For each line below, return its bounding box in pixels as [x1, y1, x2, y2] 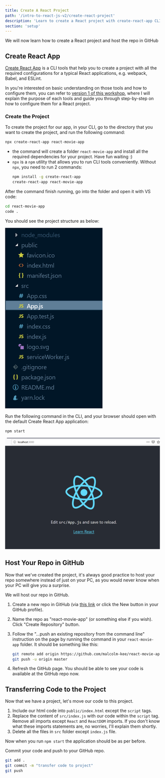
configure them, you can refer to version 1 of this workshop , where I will [5, 90, 150, 96]
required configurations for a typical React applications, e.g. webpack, [5, 70, 147, 76]
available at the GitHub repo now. [12, 671, 80, 677]
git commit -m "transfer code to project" [5, 763, 93, 768]
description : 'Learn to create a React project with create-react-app [5, 18, 153, 23]
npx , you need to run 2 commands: [12, 164, 82, 170]
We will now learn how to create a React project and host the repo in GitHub [5, 37, 159, 44]
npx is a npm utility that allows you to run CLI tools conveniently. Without [12, 159, 156, 165]
